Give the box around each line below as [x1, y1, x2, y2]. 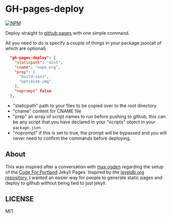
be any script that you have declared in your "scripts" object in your [12, 119, 156, 125]
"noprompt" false [14, 89, 52, 94]
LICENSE [5, 195, 34, 204]
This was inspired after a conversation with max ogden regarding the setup [5, 163, 164, 169]
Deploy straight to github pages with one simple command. [5, 30, 130, 36]
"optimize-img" [18, 79, 52, 84]
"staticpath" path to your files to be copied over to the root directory [12, 102, 157, 108]
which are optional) [5, 45, 46, 51]
